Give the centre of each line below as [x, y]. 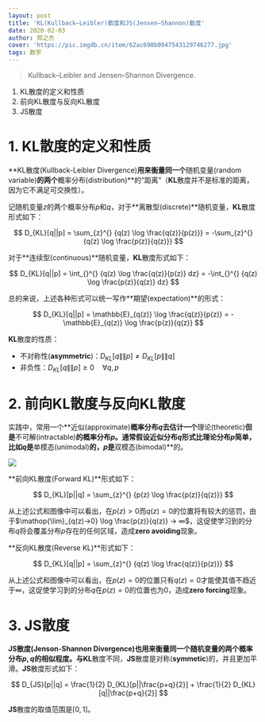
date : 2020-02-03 [37, 30]
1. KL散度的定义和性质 [80, 147]
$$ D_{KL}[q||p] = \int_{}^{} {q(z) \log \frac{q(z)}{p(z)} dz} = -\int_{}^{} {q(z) [133, 273]
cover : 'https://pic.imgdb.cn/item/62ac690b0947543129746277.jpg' [120, 45]
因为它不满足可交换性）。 [48, 190]
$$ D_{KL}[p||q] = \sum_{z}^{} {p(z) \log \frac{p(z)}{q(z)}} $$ [133, 495]
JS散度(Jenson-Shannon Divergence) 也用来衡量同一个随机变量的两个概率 [131, 649]
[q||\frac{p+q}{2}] [128, 693]
